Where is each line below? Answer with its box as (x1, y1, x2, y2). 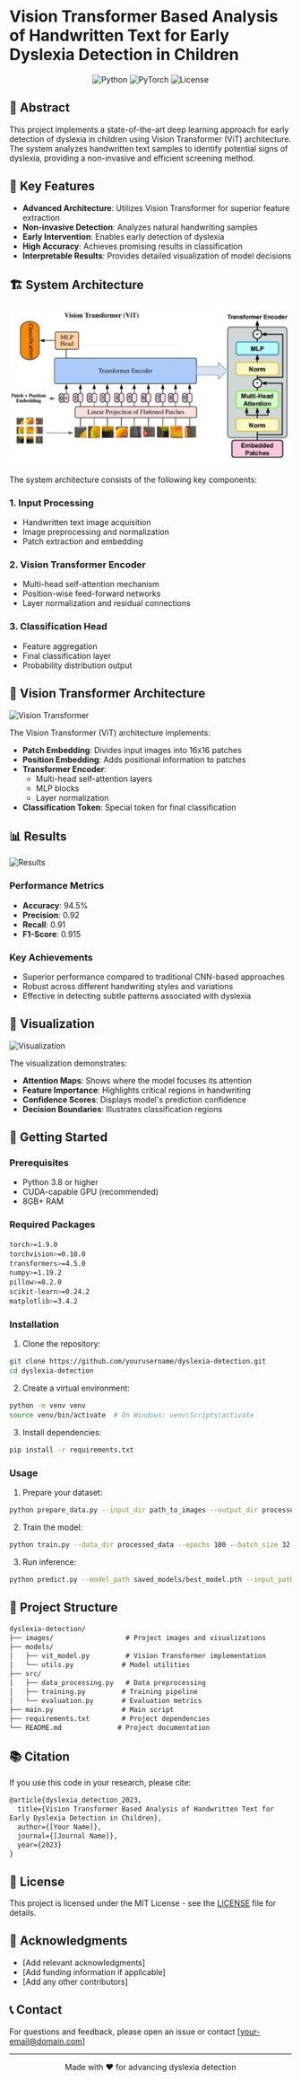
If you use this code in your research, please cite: (9, 1778, 192, 1788)
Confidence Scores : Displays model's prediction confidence (21, 1093, 246, 1105)
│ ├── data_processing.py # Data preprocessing (9, 1679, 206, 1688)
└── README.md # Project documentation (9, 1724, 211, 1733)
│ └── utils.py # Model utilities (9, 1661, 191, 1670)
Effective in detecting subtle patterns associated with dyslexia (21, 990, 252, 1001)
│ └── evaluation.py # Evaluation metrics (9, 1697, 202, 1706)
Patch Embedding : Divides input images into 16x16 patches (21, 744, 242, 755)
